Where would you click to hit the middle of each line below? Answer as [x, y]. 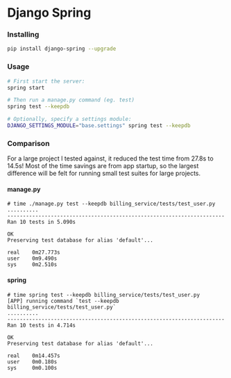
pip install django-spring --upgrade [62, 49]
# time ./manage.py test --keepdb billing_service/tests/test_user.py [111, 204]
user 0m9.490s [32, 258]
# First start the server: [46, 81]
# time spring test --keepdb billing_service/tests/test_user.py [103, 295]
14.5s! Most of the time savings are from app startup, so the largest [103, 166]
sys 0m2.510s [32, 265]
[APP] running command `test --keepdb [63, 301]
